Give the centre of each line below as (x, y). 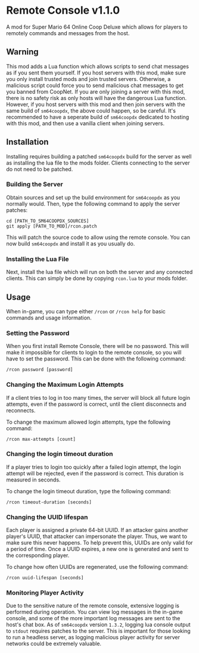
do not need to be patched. (40, 169)
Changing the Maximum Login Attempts (65, 385)
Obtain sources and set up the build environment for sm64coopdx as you (93, 197)
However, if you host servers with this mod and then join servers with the (96, 104)
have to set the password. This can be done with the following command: (96, 359)
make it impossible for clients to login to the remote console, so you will (94, 353)
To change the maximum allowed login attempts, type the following (88, 422)
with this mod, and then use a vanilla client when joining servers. (85, 123)
